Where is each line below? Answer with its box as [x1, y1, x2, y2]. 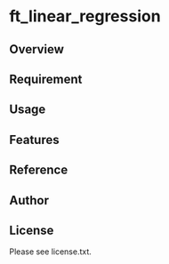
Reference [9, 163, 68, 178]
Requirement [9, 71, 83, 86]
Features [9, 132, 60, 148]
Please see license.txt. [9, 246, 92, 257]
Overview [9, 42, 65, 57]
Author [9, 193, 49, 208]
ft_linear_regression [9, 6, 162, 27]
